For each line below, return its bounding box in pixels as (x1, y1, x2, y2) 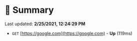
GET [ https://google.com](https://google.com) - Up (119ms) (11, 30, 133, 36)
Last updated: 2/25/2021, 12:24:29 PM (4, 21, 85, 27)
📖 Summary (4, 4, 54, 16)
